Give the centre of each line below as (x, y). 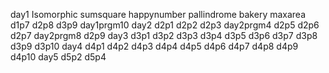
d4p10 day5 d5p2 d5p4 (58, 57)
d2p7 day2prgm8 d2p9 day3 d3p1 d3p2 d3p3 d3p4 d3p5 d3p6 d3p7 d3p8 (164, 35)
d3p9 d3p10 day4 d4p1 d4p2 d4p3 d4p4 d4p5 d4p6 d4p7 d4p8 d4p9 (154, 46)
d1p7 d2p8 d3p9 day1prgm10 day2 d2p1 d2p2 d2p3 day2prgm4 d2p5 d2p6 (165, 25)
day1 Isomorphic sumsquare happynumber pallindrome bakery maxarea (158, 14)
